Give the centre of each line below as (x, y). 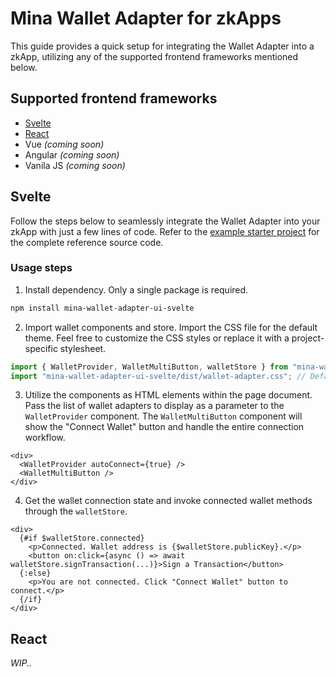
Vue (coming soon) (64, 144)
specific (41, 348)
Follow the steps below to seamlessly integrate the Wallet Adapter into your (165, 221)
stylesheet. (83, 348)
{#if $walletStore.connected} (82, 538)
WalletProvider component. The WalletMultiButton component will (163, 416)
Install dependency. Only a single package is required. (136, 289)
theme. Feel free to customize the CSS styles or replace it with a (157, 338)
